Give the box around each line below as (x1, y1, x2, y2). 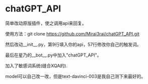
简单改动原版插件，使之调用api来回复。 (5, 20, 87, 26)
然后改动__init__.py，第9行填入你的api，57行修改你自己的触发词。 (5, 41, 142, 47)
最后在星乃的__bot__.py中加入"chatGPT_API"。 (5, 52, 102, 58)
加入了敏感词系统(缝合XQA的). (5, 62, 68, 68)
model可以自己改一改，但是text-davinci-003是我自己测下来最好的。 (5, 73, 146, 79)
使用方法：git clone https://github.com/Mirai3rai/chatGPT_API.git (5, 30, 140, 36)
